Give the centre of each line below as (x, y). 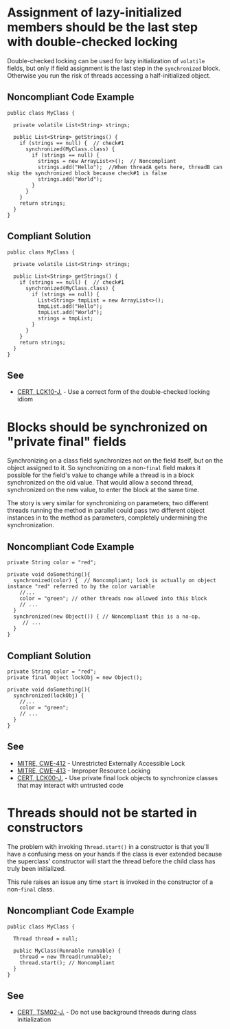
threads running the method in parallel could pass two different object (106, 511)
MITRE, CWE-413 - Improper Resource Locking (84, 771)
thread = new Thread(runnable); (66, 957)
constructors (45, 827)
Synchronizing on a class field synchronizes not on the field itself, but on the (115, 461)
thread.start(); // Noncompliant (67, 963)
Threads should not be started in (102, 813)
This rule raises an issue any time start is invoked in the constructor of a (110, 882)
